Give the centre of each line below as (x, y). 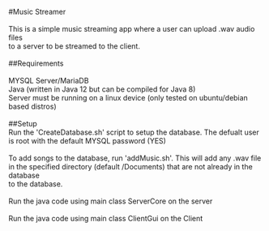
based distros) (32, 106)
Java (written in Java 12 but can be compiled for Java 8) (102, 89)
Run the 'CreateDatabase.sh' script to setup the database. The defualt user (134, 132)
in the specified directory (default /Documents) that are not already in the (130, 167)
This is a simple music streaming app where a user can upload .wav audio (132, 29)
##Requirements (36, 63)
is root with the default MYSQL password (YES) (87, 141)
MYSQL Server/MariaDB (49, 81)
